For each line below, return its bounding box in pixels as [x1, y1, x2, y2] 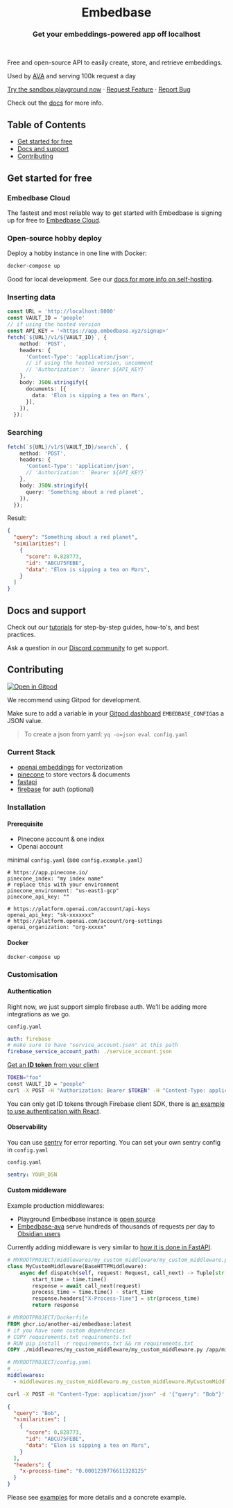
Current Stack [7, 747, 55, 756]
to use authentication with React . [7, 1107, 101, 1115]
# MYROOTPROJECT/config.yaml [7, 1359, 92, 1366]
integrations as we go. [7, 1009, 71, 1018]
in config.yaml [7, 1145, 49, 1154]
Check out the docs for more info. [7, 98, 104, 107]
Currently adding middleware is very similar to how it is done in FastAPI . [7, 1243, 213, 1251]
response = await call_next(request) [32, 1282, 141, 1290]
